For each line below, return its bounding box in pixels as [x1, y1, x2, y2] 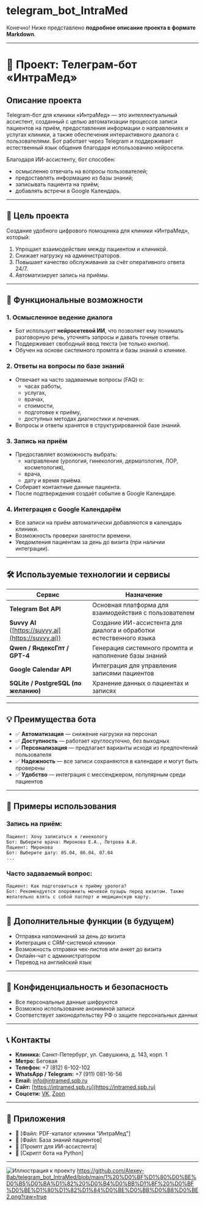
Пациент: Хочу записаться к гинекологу [6, 833, 108, 840]
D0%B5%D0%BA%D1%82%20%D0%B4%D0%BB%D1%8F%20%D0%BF [6, 1180, 194, 1188]
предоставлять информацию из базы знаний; [15, 174, 134, 181]
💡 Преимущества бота [6, 714, 96, 724]
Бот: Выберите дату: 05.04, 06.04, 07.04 [6, 849, 113, 855]
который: [6, 233, 31, 241]
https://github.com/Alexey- [77, 1167, 145, 1174]
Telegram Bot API [9, 605, 61, 613]
